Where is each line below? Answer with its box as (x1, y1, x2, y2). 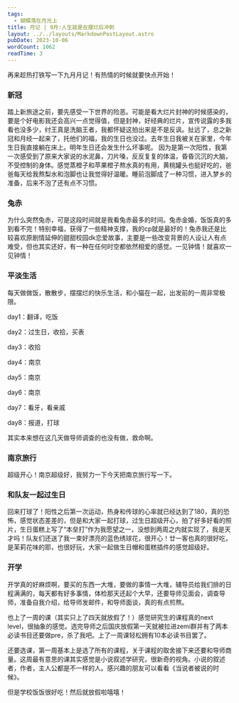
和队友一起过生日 (7, 490, 66, 499)
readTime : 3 (7, 51, 43, 58)
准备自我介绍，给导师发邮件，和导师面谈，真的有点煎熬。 (19, 598, 188, 606)
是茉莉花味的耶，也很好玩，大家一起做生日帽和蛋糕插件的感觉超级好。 (7, 543, 213, 551)
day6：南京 (7, 388, 41, 396)
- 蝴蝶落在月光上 (14, 17, 58, 24)
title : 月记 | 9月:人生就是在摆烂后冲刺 (7, 23, 115, 31)
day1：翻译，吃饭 (7, 312, 58, 321)
